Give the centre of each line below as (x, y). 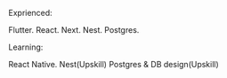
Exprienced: (30, 13)
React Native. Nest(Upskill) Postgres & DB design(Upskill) (113, 64)
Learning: (26, 47)
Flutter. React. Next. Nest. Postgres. (74, 30)
